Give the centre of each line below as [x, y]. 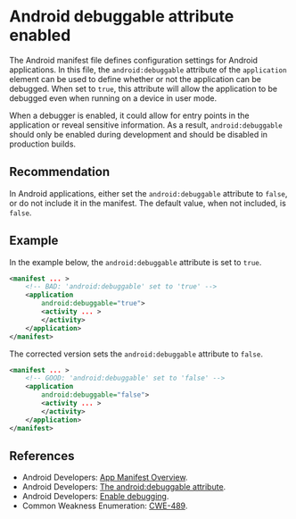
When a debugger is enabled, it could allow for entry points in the [129, 115]
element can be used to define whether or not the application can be [135, 79]
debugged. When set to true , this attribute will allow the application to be [144, 88]
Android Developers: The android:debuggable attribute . [124, 487]
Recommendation [59, 172]
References [42, 456]
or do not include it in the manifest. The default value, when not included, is [148, 203]
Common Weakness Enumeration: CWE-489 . [105, 506]
